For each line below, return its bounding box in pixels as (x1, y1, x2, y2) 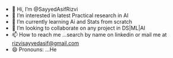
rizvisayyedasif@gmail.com (11, 40, 79, 47)
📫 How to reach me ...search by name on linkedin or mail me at (11, 31, 167, 38)
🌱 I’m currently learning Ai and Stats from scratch (11, 18, 132, 25)
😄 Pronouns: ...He (11, 46, 57, 53)
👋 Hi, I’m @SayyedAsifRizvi (11, 6, 78, 12)
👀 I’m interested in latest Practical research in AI (11, 12, 129, 19)
